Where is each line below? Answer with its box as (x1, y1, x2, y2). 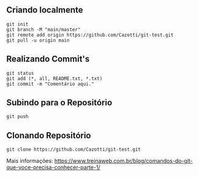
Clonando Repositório (6, 130, 91, 140)
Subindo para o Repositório (6, 97, 113, 108)
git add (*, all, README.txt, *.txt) (6, 75, 103, 81)
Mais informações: (6, 157, 53, 165)
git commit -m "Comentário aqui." (6, 81, 95, 87)
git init (6, 21, 29, 27)
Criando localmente (6, 5, 83, 15)
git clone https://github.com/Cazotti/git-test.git (6, 146, 141, 153)
